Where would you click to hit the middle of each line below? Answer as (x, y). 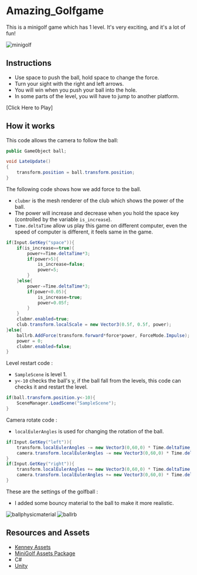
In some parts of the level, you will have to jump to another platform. (97, 96)
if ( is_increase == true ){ (46, 248)
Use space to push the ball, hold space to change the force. (87, 77)
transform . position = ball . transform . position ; (76, 173)
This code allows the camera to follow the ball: (62, 140)
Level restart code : (30, 363)
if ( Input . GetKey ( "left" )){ (39, 442)
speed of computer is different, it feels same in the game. (84, 232)
